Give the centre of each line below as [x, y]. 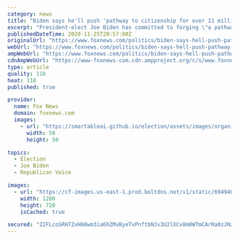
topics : [19, 153]
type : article [28, 67]
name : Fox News [36, 107]
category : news [30, 14]
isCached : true [43, 212]
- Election [30, 159]
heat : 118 [22, 80]
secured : [20, 225]
